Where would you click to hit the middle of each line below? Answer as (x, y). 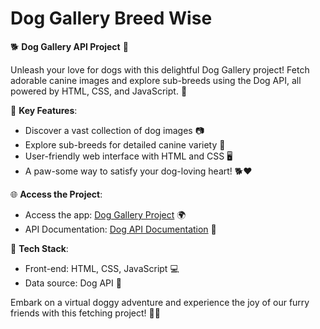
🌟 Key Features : (44, 110)
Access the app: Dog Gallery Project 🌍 (105, 214)
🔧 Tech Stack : (39, 248)
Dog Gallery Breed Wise (111, 18)
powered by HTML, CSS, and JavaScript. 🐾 (99, 91)
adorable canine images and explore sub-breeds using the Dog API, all (156, 80)
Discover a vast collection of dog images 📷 (114, 130)
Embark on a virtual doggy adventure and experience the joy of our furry (160, 302)
